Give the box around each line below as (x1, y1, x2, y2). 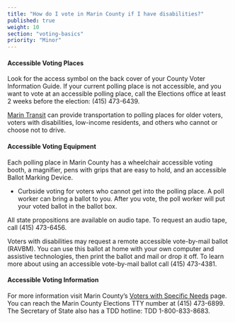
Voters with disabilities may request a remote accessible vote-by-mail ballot (7, 237, 229, 245)
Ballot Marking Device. (7, 173, 74, 182)
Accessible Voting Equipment (7, 142, 97, 150)
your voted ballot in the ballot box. (17, 201, 117, 210)
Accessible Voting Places (7, 58, 84, 67)
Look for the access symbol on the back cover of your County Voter (7, 74, 206, 83)
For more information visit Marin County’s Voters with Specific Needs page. (7, 292, 227, 300)
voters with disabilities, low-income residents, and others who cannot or (7, 118, 218, 127)
